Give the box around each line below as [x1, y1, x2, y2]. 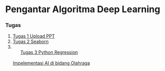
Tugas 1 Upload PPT [12, 33, 55, 39]
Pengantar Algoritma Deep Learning [5, 4, 160, 15]
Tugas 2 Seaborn [12, 39, 49, 45]
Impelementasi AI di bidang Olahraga [12, 60, 90, 66]
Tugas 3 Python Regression [20, 49, 78, 55]
